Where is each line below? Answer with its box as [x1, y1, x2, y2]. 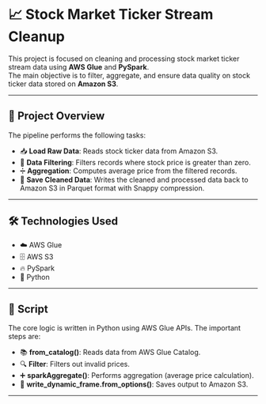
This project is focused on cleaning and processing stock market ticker [8, 54, 240, 63]
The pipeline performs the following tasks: [8, 130, 146, 140]
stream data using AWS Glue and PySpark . [8, 62, 150, 71]
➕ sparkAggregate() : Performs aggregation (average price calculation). [19, 371, 255, 380]
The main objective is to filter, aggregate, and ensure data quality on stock [8, 70, 251, 80]
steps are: [8, 332, 41, 342]
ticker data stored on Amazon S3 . [8, 79, 119, 89]
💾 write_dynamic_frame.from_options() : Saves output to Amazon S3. [19, 379, 249, 389]
